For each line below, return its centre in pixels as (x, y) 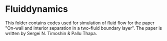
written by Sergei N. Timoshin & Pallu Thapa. (51, 33)
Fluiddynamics (37, 9)
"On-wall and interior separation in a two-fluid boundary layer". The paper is (84, 28)
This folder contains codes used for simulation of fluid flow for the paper (80, 23)
